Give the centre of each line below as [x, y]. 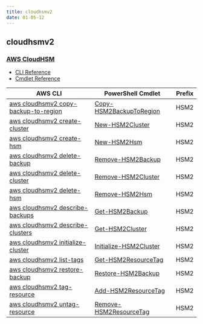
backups [22, 215]
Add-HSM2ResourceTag [130, 291]
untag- [69, 304]
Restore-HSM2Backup [127, 273]
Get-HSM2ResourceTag [129, 260]
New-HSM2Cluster [122, 125]
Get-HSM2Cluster [121, 229]
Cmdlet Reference [37, 78]
